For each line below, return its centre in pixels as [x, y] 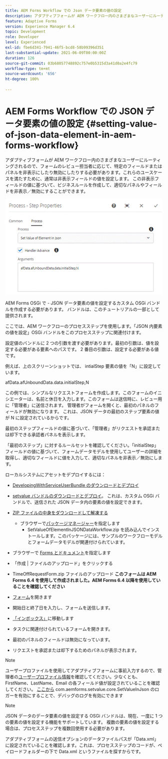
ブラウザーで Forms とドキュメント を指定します [62, 552]
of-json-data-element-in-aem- [71, 135]
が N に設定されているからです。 [38, 417]
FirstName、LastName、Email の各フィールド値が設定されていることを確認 [82, 683]
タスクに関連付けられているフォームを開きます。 [62, 629]
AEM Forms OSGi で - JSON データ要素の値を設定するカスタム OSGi [75, 303]
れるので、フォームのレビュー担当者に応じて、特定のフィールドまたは [90, 166]
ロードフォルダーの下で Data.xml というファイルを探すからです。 [76, 751]
